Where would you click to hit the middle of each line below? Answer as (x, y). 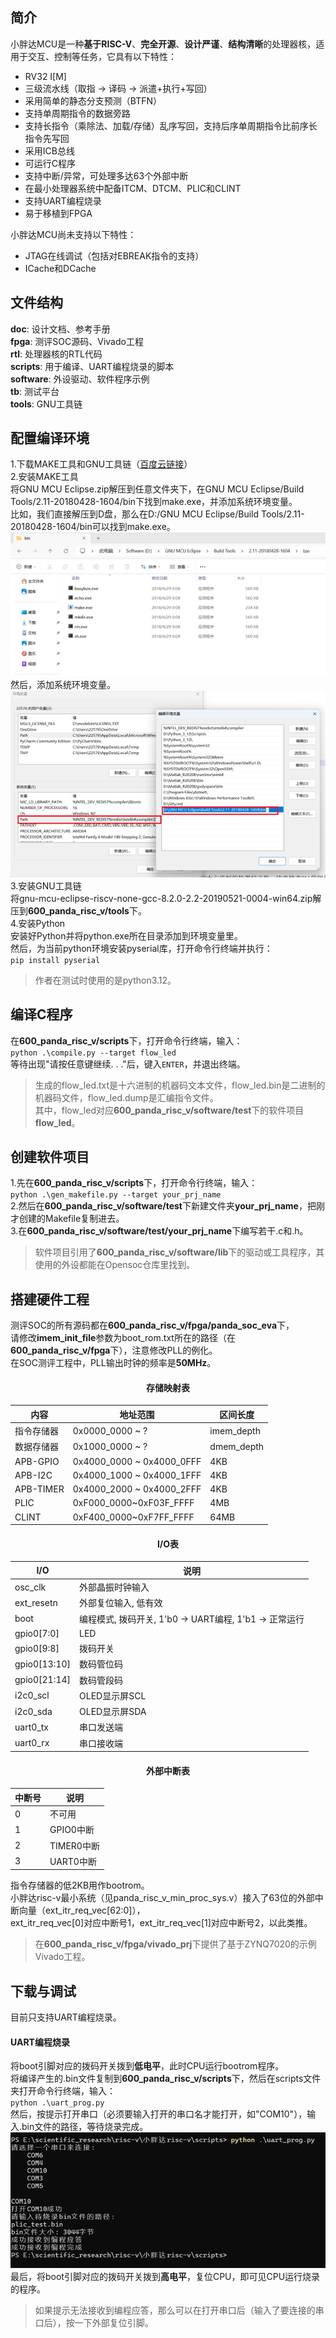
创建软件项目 (50, 1156)
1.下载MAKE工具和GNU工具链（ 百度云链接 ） (101, 464)
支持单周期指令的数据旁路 (77, 113)
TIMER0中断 (74, 1845)
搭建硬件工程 (50, 1299)
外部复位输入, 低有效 (121, 1603)
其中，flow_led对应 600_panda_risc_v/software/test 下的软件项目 (169, 1110)
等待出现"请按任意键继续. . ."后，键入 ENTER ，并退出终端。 (128, 1064)
